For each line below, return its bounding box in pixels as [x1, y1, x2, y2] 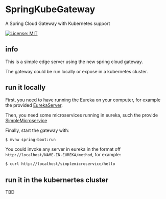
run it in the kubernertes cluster [5, 176, 109, 184]
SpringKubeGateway [5, 4, 96, 15]
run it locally [5, 83, 46, 92]
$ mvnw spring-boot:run [5, 137, 56, 142]
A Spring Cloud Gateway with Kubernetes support [5, 20, 110, 26]
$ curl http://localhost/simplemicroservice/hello [5, 161, 115, 166]
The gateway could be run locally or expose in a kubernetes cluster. [5, 68, 148, 74]
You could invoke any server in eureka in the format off [5, 146, 121, 152]
